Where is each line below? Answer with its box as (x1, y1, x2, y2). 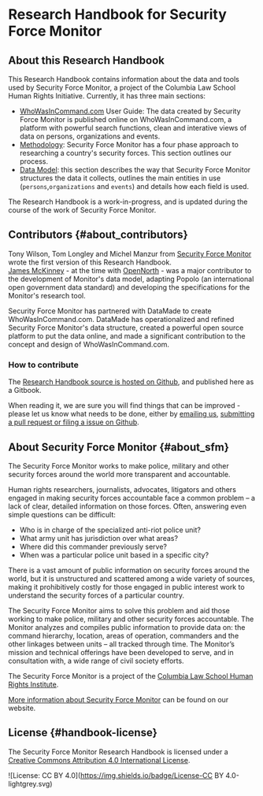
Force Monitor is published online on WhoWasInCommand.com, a (19, 115, 232, 124)
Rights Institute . (8, 679, 59, 689)
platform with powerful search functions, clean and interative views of (19, 124, 247, 132)
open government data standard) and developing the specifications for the (8, 282, 250, 292)
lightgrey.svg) (8, 779, 53, 788)
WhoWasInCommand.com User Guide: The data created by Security (19, 106, 242, 116)
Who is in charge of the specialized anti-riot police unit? (19, 525, 201, 535)
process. (19, 157, 49, 166)
